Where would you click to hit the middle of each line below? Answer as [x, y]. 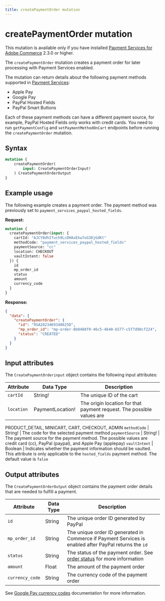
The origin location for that [111, 403]
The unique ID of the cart [109, 395]
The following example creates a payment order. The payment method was [81, 205]
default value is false [27, 459]
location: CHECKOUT [34, 251]
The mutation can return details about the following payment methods [76, 77]
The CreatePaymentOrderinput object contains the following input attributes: [81, 375]
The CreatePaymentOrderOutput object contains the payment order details [79, 486]
